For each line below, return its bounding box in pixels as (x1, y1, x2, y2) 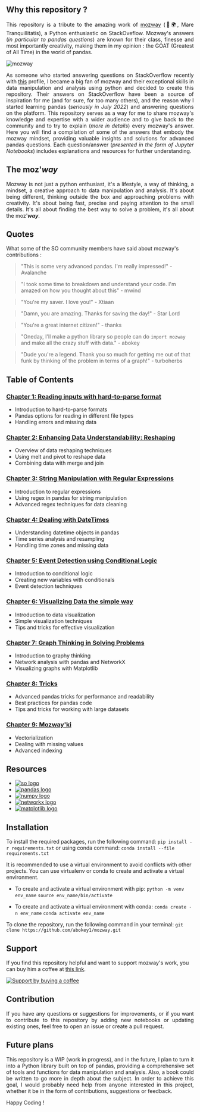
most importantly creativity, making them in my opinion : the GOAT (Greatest (6, 42, 194, 49)
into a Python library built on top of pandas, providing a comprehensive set (6, 1062, 194, 1069)
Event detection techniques (14, 582, 82, 590)
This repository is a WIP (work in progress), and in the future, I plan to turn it (6, 1055, 194, 1063)
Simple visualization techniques (14, 617, 93, 624)
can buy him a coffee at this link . (6, 965, 86, 972)
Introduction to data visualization (14, 611, 95, 618)
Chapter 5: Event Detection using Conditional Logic (6, 556, 158, 565)
